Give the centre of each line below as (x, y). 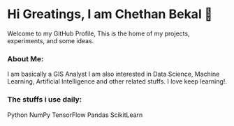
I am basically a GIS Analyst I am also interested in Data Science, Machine (114, 74)
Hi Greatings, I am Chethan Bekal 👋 (110, 14)
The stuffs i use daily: (45, 100)
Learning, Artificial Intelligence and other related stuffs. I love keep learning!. (117, 81)
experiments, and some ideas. (51, 40)
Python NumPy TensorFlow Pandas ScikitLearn (75, 115)
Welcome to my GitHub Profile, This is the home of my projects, (98, 33)
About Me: (25, 58)
